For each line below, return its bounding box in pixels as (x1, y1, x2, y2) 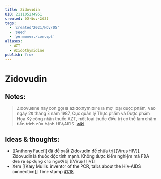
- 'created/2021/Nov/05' (9, 25, 60, 30)
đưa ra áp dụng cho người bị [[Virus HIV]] (12, 159, 95, 164)
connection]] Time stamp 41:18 (12, 169, 74, 175)
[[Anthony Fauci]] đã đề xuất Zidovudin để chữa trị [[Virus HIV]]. (12, 148, 141, 154)
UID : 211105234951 (5, 12, 42, 17)
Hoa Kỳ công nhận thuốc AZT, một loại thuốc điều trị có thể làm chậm (16, 116, 157, 122)
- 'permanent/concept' (9, 35, 55, 39)
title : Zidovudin (5, 7, 40, 12)
